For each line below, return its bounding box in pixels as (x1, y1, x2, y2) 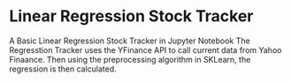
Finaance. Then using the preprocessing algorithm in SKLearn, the (9, 54, 251, 64)
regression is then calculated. (9, 64, 117, 74)
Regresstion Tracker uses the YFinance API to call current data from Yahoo (9, 44, 282, 55)
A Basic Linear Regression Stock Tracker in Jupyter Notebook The (9, 35, 250, 46)
